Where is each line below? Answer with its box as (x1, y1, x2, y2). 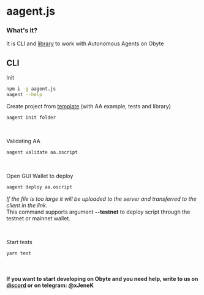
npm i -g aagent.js (6, 86, 56, 92)
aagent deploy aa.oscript (6, 184, 72, 190)
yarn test (6, 250, 32, 256)
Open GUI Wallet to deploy (6, 172, 74, 179)
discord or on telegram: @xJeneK (6, 282, 94, 289)
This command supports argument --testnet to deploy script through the (6, 208, 191, 215)
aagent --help (6, 92, 43, 98)
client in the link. (6, 201, 48, 209)
